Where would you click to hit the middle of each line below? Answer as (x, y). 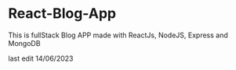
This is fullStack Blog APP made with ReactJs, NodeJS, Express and (118, 35)
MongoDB (24, 43)
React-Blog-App (62, 14)
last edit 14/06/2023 (41, 58)
